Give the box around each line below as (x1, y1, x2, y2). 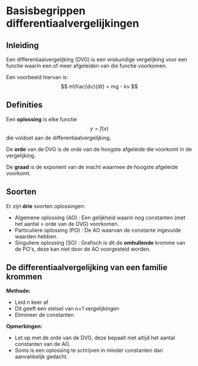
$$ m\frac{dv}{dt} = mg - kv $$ (61, 83, 138, 90)
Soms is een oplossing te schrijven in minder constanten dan (14, 347, 163, 354)
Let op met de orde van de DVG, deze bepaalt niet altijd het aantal (14, 334, 176, 341)
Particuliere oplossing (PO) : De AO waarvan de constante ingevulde (14, 226, 181, 234)
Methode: (6, 287, 31, 294)
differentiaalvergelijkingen (6, 17, 139, 30)
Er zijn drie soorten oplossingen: (6, 202, 86, 209)
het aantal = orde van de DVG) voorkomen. (14, 220, 119, 227)
